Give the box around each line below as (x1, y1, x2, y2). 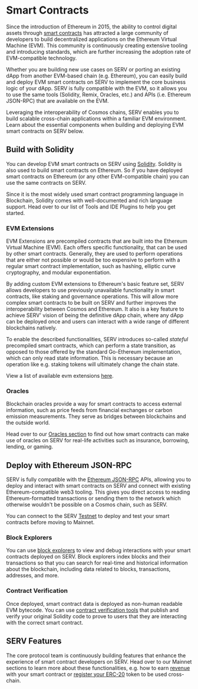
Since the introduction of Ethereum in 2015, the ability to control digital (6, 23, 177, 30)
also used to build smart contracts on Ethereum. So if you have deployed (6, 166, 183, 174)
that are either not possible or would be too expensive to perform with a (6, 256, 180, 263)
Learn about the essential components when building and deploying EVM (6, 121, 184, 128)
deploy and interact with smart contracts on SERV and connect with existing (6, 482, 190, 489)
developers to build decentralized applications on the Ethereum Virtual (6, 35, 177, 43)
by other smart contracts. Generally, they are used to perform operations (6, 250, 183, 257)
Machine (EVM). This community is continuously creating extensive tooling (6, 42, 188, 49)
